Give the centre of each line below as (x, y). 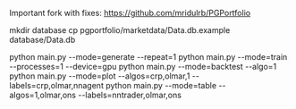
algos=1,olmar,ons (43, 95)
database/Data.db (42, 40)
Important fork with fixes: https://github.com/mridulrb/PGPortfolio (130, 13)
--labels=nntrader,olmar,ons (129, 95)
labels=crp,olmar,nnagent (57, 85)
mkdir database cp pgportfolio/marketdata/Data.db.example (120, 30)
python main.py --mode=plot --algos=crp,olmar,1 (100, 76)
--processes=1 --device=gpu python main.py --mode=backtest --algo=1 (143, 67)
